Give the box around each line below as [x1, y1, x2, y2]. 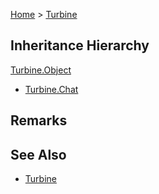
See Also [10, 146, 67, 163]
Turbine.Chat [24, 83, 79, 95]
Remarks [10, 112, 68, 129]
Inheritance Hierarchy [10, 37, 150, 54]
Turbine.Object [10, 64, 72, 76]
